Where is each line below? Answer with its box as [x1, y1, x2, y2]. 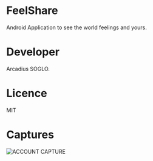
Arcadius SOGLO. [6, 65, 50, 72]
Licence [6, 86, 47, 100]
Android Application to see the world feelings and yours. [6, 24, 148, 31]
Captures [6, 128, 55, 142]
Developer [6, 45, 59, 59]
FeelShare [6, 4, 58, 18]
